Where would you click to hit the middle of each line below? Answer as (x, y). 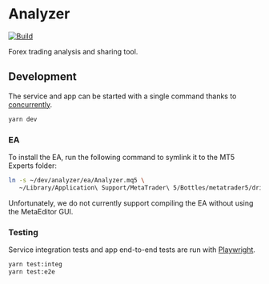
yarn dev (23, 119)
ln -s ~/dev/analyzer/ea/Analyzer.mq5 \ (77, 180)
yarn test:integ (35, 264)
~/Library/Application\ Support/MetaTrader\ (94, 188)
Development (43, 77)
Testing (23, 232)
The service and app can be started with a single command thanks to (122, 96)
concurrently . (30, 104)
